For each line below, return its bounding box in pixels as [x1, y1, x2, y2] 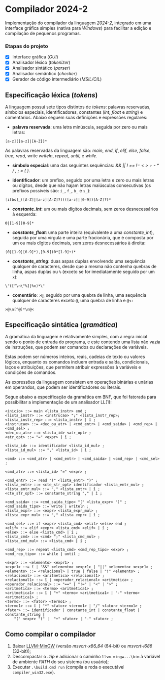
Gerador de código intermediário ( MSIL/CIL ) [12, 76, 102, 82]
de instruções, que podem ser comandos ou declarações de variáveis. [5, 344, 148, 350]
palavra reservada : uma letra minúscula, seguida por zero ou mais [12, 124, 148, 130]
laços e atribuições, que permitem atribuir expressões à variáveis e [5, 364, 141, 370]
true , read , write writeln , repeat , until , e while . [5, 153, 98, 159]
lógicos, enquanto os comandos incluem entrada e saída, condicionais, [5, 359, 149, 365]
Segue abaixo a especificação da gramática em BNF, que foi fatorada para [5, 394, 157, 400]
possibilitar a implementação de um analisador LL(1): [5, 399, 112, 405]
